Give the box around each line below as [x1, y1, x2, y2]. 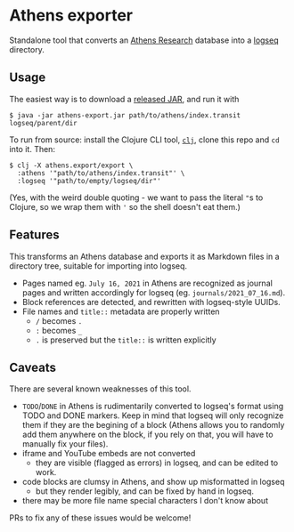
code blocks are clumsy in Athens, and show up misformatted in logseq [21, 477, 285, 488]
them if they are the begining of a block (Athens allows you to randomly [21, 420, 285, 431]
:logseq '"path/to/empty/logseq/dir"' [17, 176, 162, 185]
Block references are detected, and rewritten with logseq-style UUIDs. [21, 296, 281, 307]
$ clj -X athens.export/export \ [9, 161, 134, 170]
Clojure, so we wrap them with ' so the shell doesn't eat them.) [9, 201, 241, 212]
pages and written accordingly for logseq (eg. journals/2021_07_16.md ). [21, 286, 286, 298]
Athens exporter [9, 5, 134, 26]
